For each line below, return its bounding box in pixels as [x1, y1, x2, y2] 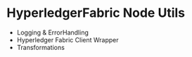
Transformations [16, 43, 65, 51]
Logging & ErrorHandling [16, 28, 89, 37]
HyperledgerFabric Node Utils [6, 5, 186, 21]
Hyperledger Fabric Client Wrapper [16, 35, 119, 44]
